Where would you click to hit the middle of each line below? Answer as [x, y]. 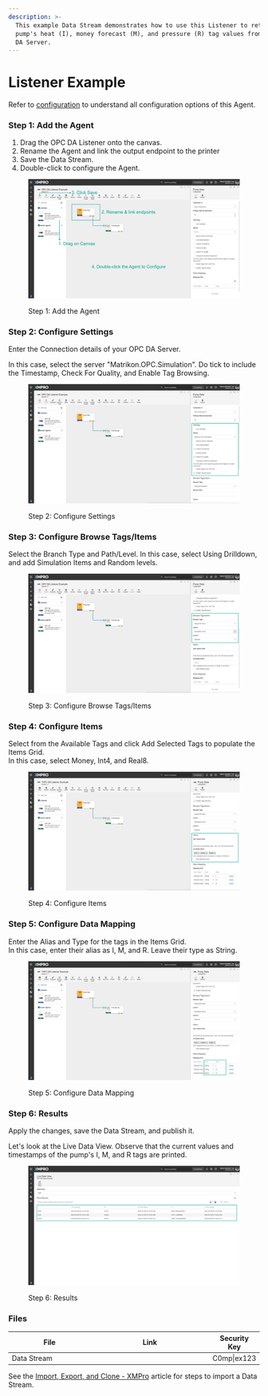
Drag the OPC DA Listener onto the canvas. [91, 143]
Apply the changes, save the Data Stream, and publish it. [102, 1131]
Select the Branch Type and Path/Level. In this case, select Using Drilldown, [133, 554]
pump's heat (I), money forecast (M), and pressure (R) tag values [130, 34]
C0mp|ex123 [235, 1358]
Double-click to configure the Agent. [80, 168]
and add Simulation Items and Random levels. [83, 563]
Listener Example [67, 83]
